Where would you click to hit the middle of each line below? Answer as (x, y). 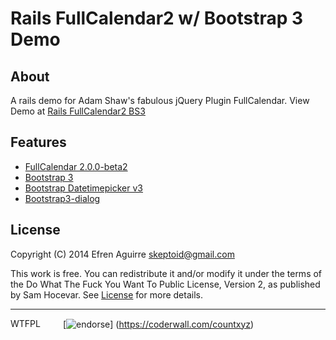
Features (38, 142)
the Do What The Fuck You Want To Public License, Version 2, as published (165, 284)
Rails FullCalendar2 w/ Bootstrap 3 (157, 18)
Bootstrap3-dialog (62, 198)
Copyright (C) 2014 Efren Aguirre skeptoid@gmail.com (122, 254)
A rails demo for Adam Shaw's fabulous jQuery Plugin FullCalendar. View (160, 100)
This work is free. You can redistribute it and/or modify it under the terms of (166, 273)
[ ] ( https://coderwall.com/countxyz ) (158, 324)
